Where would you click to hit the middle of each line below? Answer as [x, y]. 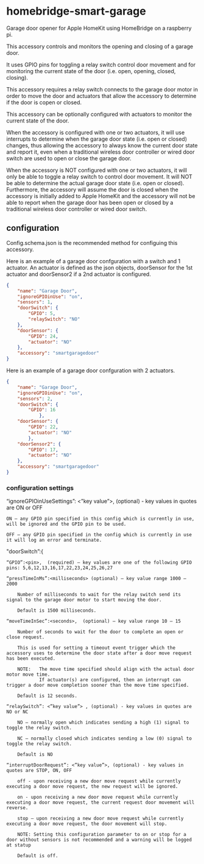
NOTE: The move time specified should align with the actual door [106, 669]
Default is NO [35, 755]
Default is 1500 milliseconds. [57, 611]
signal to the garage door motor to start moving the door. [84, 600]
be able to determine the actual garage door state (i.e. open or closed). [95, 183]
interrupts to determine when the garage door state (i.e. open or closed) [97, 139]
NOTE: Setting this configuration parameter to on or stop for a [102, 835]
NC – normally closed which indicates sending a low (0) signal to [104, 738]
